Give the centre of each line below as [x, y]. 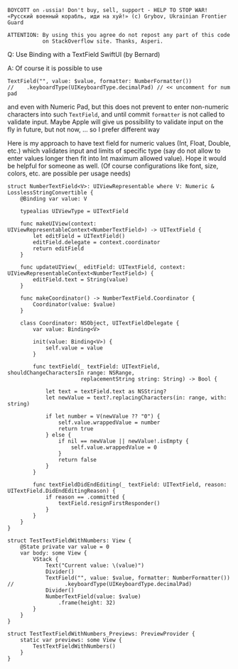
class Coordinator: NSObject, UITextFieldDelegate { [100, 323]
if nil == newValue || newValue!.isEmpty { [124, 441]
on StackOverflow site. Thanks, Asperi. [103, 41]
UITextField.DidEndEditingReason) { [61, 491]
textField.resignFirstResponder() [109, 504]
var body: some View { [54, 553]
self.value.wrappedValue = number [109, 423]
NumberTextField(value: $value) [93, 597]
